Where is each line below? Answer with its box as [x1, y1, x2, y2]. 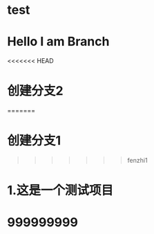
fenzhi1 [127, 156, 148, 164]
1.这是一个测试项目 [7, 183, 114, 199]
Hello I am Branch [7, 34, 110, 50]
